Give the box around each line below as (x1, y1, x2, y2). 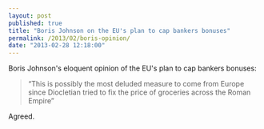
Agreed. (8, 111, 35, 121)
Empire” (27, 96, 54, 106)
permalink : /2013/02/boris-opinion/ (8, 34, 130, 42)
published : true (8, 19, 62, 27)
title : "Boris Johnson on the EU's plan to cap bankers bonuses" (8, 26, 230, 34)
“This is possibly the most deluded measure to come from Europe (27, 79, 245, 89)
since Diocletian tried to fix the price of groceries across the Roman (27, 87, 251, 97)
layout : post (8, 11, 52, 20)
